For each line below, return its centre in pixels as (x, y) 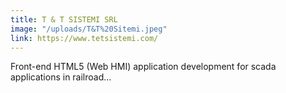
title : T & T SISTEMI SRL (64, 19)
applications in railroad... (61, 77)
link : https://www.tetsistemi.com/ (84, 38)
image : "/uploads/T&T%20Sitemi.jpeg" (89, 29)
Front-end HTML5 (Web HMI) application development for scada (143, 67)
